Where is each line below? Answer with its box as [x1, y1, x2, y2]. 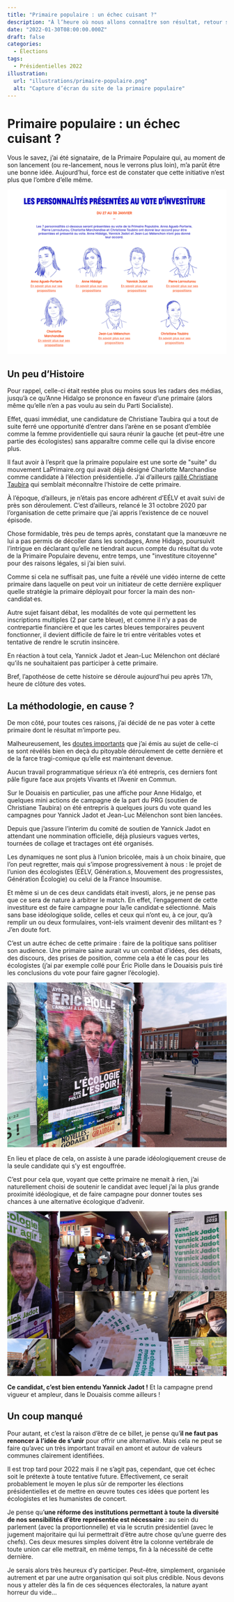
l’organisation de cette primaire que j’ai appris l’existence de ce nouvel [7, 509, 209, 517]
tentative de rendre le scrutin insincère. [7, 638, 120, 646]
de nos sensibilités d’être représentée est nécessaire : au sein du [7, 1515, 198, 1523]
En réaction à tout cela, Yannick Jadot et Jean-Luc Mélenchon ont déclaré [7, 652, 221, 660]
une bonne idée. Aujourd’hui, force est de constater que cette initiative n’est [7, 168, 225, 177]
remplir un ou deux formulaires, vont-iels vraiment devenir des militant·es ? [7, 917, 222, 926]
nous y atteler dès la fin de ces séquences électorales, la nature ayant [7, 1580, 208, 1589]
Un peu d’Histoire [7, 368, 85, 380]
